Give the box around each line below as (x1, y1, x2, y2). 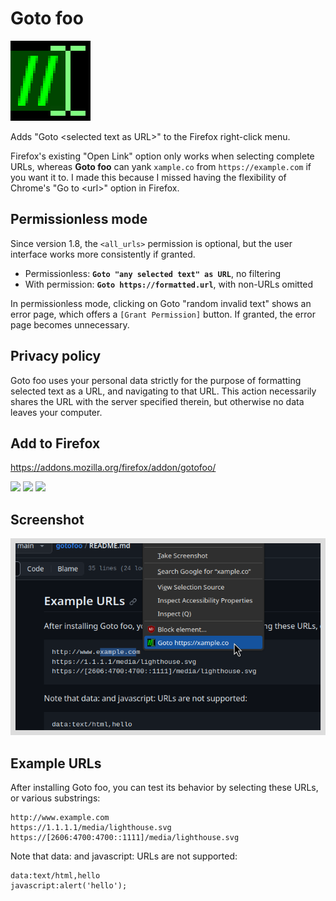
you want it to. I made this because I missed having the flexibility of (10, 171, 287, 183)
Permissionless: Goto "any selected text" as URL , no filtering (24, 267, 282, 279)
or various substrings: (10, 792, 101, 804)
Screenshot (10, 511, 85, 528)
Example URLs (10, 755, 102, 772)
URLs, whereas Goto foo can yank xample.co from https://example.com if (10, 160, 312, 172)
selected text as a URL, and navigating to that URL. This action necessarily (10, 385, 317, 397)
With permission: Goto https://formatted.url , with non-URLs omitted (24, 278, 314, 290)
